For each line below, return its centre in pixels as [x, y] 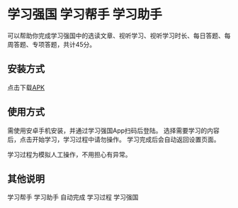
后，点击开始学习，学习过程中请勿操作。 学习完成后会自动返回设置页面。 [114, 139]
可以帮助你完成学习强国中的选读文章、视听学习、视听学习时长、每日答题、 [116, 35]
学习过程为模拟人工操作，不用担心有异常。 [69, 154]
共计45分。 [79, 44]
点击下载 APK [26, 87]
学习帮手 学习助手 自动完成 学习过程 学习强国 [73, 197]
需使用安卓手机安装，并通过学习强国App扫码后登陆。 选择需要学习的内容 [113, 130]
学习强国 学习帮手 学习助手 [85, 15]
